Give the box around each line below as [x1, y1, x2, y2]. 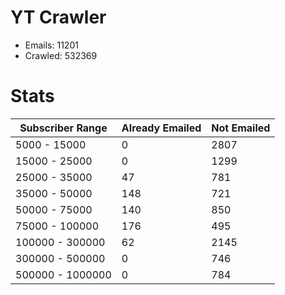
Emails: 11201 [24, 39, 79, 51]
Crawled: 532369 [24, 49, 98, 61]
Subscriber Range [19, 121, 108, 135]
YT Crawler [10, 6, 107, 29]
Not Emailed [211, 121, 271, 135]
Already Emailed [121, 121, 202, 135]
